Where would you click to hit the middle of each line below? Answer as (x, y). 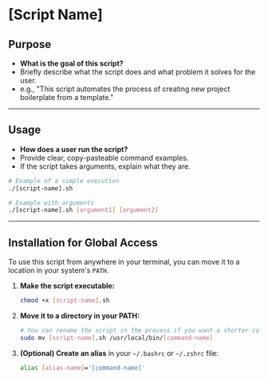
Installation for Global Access (83, 243)
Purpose (30, 44)
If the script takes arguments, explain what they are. (105, 166)
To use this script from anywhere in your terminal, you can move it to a (124, 262)
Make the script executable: (67, 286)
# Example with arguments (51, 203)
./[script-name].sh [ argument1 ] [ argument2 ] (83, 210)
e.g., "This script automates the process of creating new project (125, 89)
